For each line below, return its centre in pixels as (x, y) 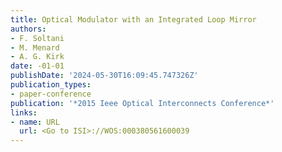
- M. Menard (35, 47)
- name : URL (35, 122)
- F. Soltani (37, 38)
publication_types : (51, 85)
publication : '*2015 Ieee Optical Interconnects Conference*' (142, 103)
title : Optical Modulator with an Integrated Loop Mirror (133, 19)
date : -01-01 (37, 66)
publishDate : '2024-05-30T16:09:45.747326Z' (104, 76)
